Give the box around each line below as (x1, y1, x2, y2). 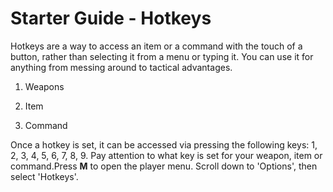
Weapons (24, 80, 65, 92)
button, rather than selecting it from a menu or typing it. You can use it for (10, 50, 314, 62)
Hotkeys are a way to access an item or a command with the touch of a (10, 40, 303, 52)
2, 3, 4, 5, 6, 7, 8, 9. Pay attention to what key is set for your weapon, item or (10, 149, 323, 161)
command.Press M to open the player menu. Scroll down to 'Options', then (10, 160, 318, 172)
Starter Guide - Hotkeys (10, 7, 212, 30)
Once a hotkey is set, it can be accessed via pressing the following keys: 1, (10, 138, 318, 151)
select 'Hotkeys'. (10, 170, 79, 182)
